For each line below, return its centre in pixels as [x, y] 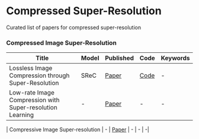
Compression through [39, 75]
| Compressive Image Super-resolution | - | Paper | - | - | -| [78, 129]
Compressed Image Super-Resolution [62, 43]
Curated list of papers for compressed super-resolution [73, 27]
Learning [22, 115]
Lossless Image [31, 68]
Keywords [175, 58]
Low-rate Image [32, 93]
